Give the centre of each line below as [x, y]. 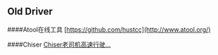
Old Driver [30, 12]
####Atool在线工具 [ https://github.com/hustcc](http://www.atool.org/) [109, 29]
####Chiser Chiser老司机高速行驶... [59, 44]
